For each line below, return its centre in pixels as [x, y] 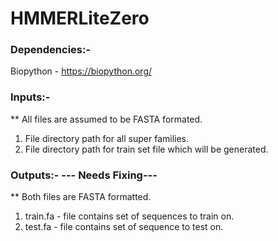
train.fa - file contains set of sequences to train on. [129, 216]
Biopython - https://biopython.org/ [81, 71]
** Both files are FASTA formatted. [81, 197]
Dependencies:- [51, 50]
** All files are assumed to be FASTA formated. [106, 119]
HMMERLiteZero [80, 18]
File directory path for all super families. [107, 138]
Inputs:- [30, 97]
